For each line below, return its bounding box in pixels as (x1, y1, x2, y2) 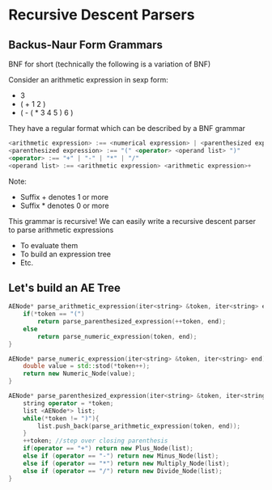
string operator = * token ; (23, 399, 114, 408)
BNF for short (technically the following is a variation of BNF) (8, 59, 211, 69)
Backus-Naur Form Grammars (8, 38, 164, 52)
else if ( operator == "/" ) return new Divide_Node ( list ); (23, 467, 223, 475)
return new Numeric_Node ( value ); (23, 370, 136, 378)
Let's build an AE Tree (8, 281, 121, 294)
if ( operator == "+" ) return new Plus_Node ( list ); (23, 445, 194, 453)
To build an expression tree (19, 249, 112, 259)
